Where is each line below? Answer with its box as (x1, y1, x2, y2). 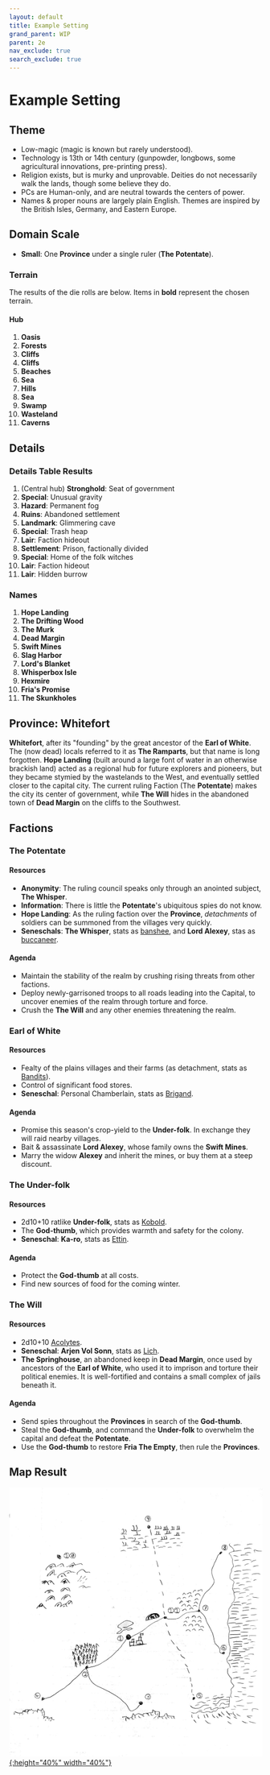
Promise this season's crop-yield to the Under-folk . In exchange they (20, 1125, 251, 1135)
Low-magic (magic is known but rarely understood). (20, 145, 194, 154)
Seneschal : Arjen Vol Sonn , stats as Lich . (20, 1346, 160, 1355)
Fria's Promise (20, 685, 71, 694)
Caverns (20, 418, 51, 428)
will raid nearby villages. (20, 1134, 101, 1144)
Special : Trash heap (20, 527, 88, 536)
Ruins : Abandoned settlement (20, 510, 120, 519)
